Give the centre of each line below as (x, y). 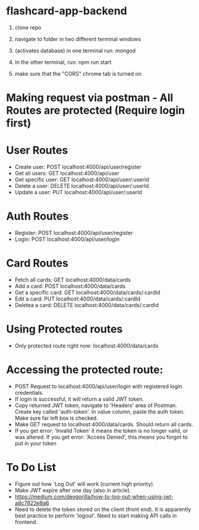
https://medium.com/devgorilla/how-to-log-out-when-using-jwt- (94, 497)
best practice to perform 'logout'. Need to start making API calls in (96, 515)
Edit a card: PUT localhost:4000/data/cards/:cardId (78, 299)
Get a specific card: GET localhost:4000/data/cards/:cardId (87, 292)
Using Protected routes (64, 329)
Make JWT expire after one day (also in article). (73, 490)
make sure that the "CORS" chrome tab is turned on (78, 73)
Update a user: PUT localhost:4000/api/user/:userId (78, 193)
